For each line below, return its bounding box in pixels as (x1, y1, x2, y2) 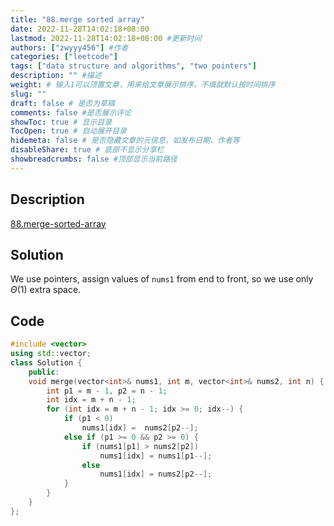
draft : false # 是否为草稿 (10, 98, 115, 108)
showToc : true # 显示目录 (10, 117, 113, 127)
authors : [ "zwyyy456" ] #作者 (10, 42, 129, 53)
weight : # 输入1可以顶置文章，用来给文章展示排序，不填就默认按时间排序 (10, 80, 276, 90)
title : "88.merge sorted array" (10, 14, 145, 25)
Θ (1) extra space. (10, 284, 82, 296)
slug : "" (10, 89, 47, 99)
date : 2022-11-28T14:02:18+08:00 (10, 24, 150, 34)
